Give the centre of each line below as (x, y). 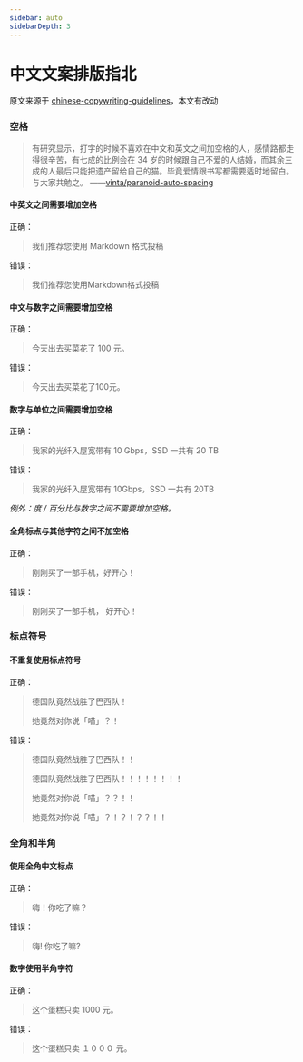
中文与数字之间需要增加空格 (61, 307)
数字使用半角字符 (41, 968)
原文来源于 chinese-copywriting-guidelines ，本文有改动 (114, 101)
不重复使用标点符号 (45, 660)
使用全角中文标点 (41, 866)
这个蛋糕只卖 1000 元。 (75, 1010)
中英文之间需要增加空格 (53, 204)
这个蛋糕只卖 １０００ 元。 (82, 1048)
